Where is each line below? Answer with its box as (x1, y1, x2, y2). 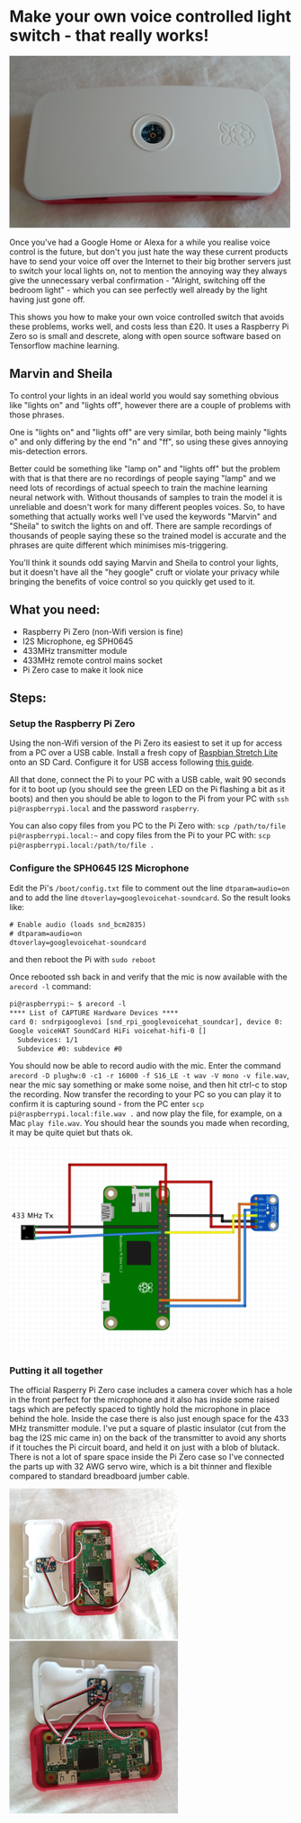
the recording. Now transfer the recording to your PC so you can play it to (9, 1088, 281, 1099)
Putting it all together (9, 1364, 103, 1377)
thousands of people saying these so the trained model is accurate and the (9, 530, 287, 541)
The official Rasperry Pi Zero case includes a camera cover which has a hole (9, 1385, 293, 1396)
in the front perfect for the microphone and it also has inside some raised (9, 1394, 280, 1405)
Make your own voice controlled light (9, 6, 292, 27)
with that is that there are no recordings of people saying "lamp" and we (9, 472, 277, 483)
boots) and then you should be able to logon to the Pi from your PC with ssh (9, 793, 289, 804)
